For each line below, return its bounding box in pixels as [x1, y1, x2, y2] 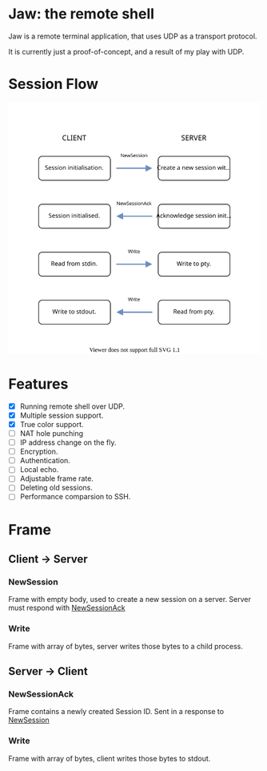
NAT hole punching [19, 429, 84, 438]
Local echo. [19, 465, 59, 474]
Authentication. [19, 456, 70, 466]
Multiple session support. [19, 410, 104, 420]
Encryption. [19, 446, 58, 457]
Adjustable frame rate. [19, 474, 94, 483]
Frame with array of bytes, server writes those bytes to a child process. [8, 641, 244, 651]
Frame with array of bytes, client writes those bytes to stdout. [8, 753, 211, 763]
